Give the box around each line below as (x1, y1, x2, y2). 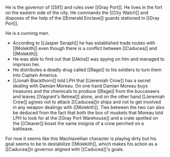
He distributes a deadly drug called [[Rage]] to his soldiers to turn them (12, 67, 162, 73)
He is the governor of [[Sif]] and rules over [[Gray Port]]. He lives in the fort (5, 5, 162, 10)
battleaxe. (12, 126, 34, 132)
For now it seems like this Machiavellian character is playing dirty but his (5, 136, 156, 141)
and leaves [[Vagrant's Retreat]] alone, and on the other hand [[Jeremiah (12, 93, 165, 99)
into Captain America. (12, 72, 58, 78)
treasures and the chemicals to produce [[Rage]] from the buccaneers (12, 88, 160, 94)
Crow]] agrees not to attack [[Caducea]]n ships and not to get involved (12, 99, 161, 105)
